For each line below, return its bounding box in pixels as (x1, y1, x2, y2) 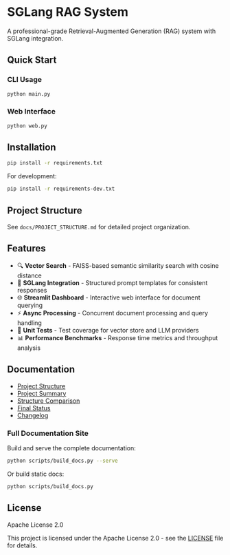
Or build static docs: (7, 470, 65, 478)
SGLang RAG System (7, 4, 129, 20)
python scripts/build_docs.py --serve (7, 457, 118, 464)
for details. (7, 541, 38, 549)
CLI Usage (7, 75, 43, 85)
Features (7, 242, 46, 255)
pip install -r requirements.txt (7, 160, 103, 167)
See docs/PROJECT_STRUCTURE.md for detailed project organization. (7, 223, 191, 231)
